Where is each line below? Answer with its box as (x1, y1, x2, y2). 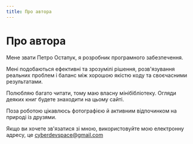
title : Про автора (6, 8, 52, 15)
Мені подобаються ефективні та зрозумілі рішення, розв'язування (6, 65, 175, 72)
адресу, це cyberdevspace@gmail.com (6, 131, 103, 138)
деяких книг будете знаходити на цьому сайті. (6, 95, 124, 103)
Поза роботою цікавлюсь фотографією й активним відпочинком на (6, 107, 177, 114)
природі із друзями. (6, 113, 57, 120)
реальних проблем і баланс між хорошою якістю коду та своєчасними (6, 72, 188, 79)
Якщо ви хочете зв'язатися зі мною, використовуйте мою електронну (6, 125, 185, 132)
